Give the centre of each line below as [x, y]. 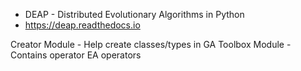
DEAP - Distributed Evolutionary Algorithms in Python [134, 14]
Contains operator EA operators [76, 55]
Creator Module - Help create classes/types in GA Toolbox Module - [151, 44]
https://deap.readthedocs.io [82, 25]
